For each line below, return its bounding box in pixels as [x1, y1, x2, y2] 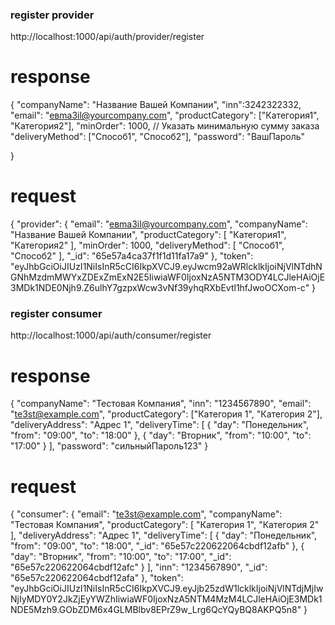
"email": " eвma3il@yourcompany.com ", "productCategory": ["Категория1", [10, 109, 320, 122]
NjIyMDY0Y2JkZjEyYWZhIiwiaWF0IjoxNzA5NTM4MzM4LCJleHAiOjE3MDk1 [10, 593, 323, 605]
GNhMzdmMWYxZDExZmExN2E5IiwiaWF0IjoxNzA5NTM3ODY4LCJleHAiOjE [10, 271, 326, 283]
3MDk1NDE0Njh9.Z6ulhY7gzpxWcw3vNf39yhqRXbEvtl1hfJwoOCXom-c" [10, 282, 310, 294]
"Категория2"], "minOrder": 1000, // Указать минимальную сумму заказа [10, 120, 320, 132]
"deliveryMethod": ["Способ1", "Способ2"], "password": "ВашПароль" [10, 131, 306, 143]
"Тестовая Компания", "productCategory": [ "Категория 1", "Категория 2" [10, 519, 320, 531]
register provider [10, 8, 95, 22]
